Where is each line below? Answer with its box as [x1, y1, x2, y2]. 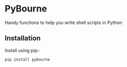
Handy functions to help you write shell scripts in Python [5, 19, 122, 25]
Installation [5, 34, 41, 42]
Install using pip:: [5, 47, 40, 53]
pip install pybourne [5, 57, 50, 62]
